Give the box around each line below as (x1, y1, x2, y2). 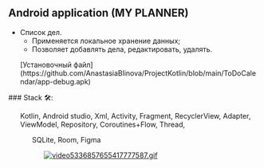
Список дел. (19, 27, 62, 37)
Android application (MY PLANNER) (8, 6, 189, 20)
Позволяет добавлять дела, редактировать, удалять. (31, 44, 213, 54)
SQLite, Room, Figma (31, 135, 101, 144)
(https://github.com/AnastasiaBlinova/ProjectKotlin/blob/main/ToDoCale (19, 68, 257, 78)
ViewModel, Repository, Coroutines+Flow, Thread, (19, 119, 186, 129)
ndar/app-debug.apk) (19, 76, 92, 86)
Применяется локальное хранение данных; (31, 36, 181, 45)
